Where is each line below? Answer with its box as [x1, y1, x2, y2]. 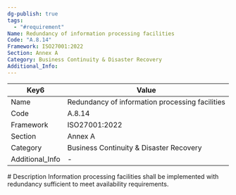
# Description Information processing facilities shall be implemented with [7, 172, 219, 180]
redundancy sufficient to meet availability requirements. [7, 180, 169, 188]
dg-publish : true [7, 10, 58, 18]
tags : [7, 17, 23, 24]
